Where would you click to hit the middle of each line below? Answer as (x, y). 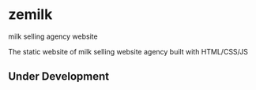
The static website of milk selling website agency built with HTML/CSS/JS (128, 51)
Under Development (58, 77)
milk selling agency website (53, 36)
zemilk (30, 15)
